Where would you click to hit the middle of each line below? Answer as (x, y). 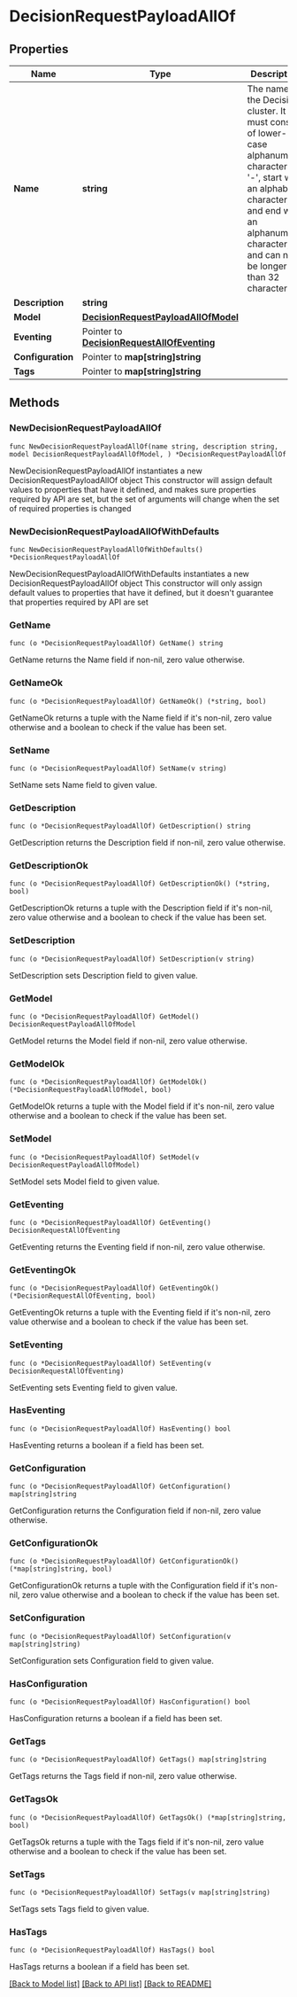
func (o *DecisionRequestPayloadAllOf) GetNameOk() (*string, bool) (138, 701)
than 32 (263, 277)
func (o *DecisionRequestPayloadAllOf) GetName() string (116, 644)
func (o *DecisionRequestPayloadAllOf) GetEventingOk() (114, 1288)
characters (270, 166)
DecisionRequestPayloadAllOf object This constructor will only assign (136, 583)
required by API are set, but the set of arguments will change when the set (145, 499)
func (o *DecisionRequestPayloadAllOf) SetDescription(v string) (132, 959)
